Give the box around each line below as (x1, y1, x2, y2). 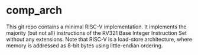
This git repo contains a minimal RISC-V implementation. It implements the (6, 23, 187, 30)
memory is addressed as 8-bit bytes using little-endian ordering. (6, 42, 163, 49)
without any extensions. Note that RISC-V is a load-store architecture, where (6, 35, 193, 43)
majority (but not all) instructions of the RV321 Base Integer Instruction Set (6, 29, 187, 36)
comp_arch (6, 4, 63, 17)
